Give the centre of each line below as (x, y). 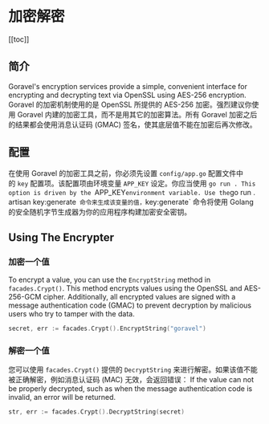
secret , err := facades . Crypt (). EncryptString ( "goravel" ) (107, 329)
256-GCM (25, 297)
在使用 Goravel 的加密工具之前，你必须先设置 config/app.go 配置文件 (122, 173)
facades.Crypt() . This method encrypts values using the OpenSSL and (125, 288)
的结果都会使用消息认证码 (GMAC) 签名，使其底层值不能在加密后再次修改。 (132, 124)
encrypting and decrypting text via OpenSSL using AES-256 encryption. (127, 95)
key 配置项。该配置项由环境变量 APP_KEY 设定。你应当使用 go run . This (137, 183)
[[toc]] (19, 39)
